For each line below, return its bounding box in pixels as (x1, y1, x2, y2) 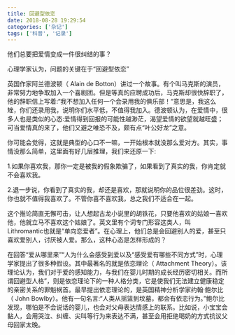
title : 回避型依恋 (7, 10, 56, 18)
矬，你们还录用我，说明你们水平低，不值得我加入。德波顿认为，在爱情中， (7, 106, 222, 114)
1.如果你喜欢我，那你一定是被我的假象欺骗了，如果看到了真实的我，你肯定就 (7, 162, 226, 170)
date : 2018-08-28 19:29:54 (7, 17, 86, 24)
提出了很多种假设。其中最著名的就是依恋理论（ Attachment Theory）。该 (19, 259, 227, 268)
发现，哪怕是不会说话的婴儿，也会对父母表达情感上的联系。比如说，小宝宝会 (7, 303, 228, 312)
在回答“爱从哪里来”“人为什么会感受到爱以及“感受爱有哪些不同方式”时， (7, 250, 211, 259)
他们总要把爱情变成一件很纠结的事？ (7, 50, 112, 58)
